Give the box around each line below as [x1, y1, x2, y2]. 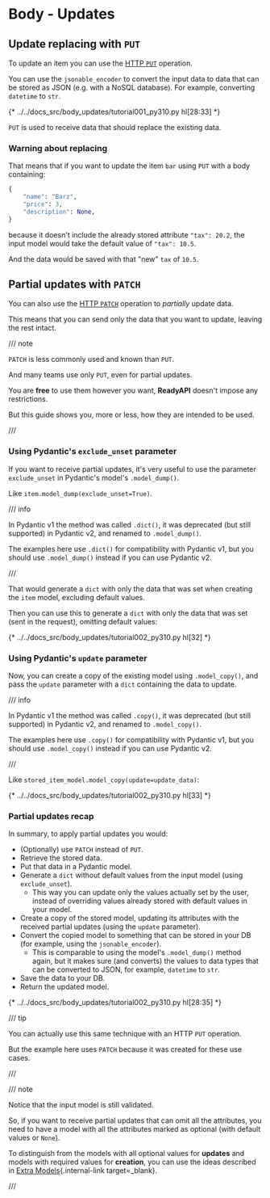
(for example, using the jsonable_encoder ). [19, 939, 162, 949]
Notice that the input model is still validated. [8, 1100, 154, 1110]
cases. [8, 1053, 31, 1063]
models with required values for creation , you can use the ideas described [8, 1157, 256, 1167]
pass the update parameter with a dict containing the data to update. [8, 679, 237, 689]
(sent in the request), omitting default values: [8, 616, 158, 626]
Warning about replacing [8, 142, 108, 153]
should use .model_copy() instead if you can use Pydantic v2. [8, 744, 212, 754]
